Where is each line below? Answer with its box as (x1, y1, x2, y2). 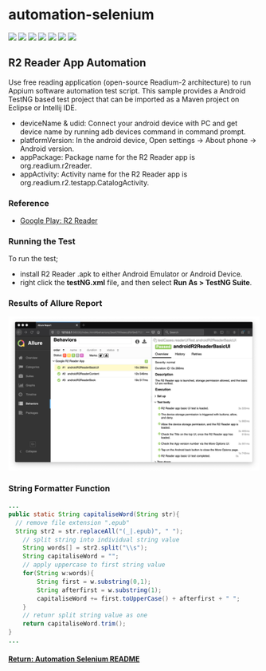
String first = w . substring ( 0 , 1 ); (37, 578, 151, 586)
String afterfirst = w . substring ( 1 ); (37, 586, 162, 594)
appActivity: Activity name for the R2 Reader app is (19, 169, 188, 179)
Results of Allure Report (8, 298, 103, 309)
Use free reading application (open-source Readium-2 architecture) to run (8, 77, 252, 87)
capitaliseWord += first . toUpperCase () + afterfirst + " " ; (37, 594, 241, 602)
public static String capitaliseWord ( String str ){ (8, 510, 180, 518)
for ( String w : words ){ (22, 570, 94, 578)
